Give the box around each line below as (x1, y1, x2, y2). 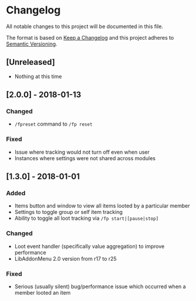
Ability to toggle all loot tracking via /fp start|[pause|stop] (14, 214, 159, 222)
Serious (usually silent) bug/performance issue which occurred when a (14, 283, 186, 290)
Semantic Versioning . (6, 40, 57, 47)
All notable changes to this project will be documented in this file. (6, 23, 164, 30)
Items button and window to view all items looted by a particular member (14, 202, 190, 209)
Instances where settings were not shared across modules (14, 154, 156, 161)
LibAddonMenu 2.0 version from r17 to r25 (14, 255, 117, 262)
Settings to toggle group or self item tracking (14, 209, 123, 216)
